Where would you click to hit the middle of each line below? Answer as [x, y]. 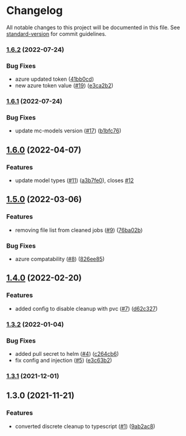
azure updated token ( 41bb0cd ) [55, 79]
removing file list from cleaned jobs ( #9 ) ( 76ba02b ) [79, 230]
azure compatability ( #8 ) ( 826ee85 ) [60, 259]
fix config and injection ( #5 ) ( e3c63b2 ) [63, 360]
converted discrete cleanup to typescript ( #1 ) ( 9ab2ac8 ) [85, 426]
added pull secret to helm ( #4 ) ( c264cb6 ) [67, 353]
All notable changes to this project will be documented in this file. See [93, 27]
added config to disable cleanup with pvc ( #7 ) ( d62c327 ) [86, 308]
